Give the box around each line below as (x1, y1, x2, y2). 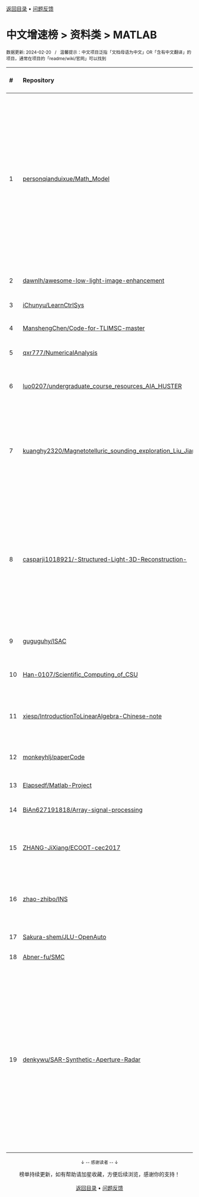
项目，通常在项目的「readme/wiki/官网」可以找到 (6, 55, 107, 61)
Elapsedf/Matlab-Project (23, 781, 92, 789)
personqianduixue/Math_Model (23, 174, 110, 183)
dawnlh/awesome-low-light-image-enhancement (23, 276, 165, 284)
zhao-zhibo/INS (23, 894, 68, 903)
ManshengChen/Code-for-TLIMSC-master (23, 323, 145, 332)
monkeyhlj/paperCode (23, 753, 85, 761)
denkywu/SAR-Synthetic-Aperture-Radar (23, 1055, 141, 1063)
